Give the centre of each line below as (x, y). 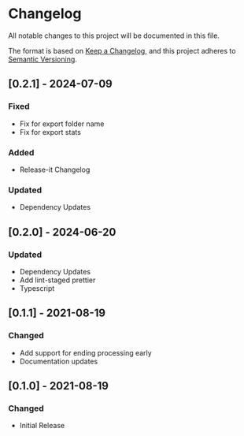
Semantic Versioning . (43, 59)
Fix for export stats (50, 132)
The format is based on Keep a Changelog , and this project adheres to (122, 50)
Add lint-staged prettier (57, 280)
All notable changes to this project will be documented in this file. (114, 35)
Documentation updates (59, 361)
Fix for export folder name (62, 124)
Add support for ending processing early (85, 352)
